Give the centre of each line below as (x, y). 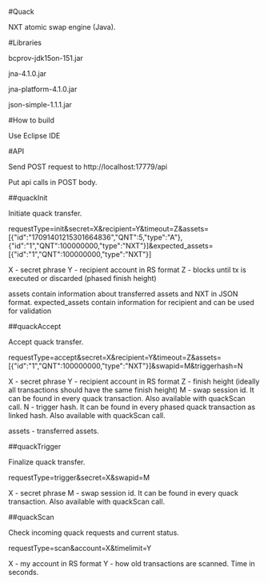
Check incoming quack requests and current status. (94, 533)
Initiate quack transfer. (45, 213)
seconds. (24, 572)
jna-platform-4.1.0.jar (43, 89)
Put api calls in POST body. (53, 182)
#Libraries (25, 42)
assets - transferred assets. (54, 431)
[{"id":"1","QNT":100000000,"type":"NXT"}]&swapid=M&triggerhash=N (126, 366)
